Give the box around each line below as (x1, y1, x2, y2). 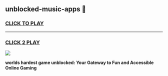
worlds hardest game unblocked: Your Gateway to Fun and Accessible (5, 59, 154, 65)
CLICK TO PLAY (5, 20, 44, 27)
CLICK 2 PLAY (5, 38, 40, 45)
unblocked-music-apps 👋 (5, 5, 86, 13)
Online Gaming (5, 64, 37, 70)
